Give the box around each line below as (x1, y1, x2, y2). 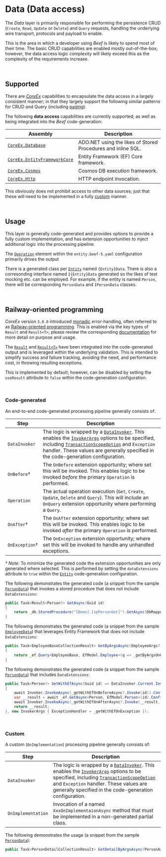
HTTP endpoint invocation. (78, 175, 140, 182)
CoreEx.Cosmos (7, 168, 41, 173)
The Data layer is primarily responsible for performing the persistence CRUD (5, 20, 161, 26)
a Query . (42, 506, 61, 513)
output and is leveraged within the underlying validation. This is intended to (5, 349, 158, 356)
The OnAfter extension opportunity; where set (42, 514, 149, 521)
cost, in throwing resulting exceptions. (5, 360, 83, 366)
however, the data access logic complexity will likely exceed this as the (5, 51, 150, 57)
